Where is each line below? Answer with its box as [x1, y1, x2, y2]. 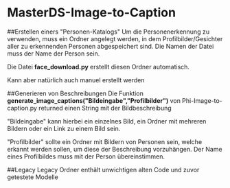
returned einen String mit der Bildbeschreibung [38, 104, 172, 112]
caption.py [7, 104, 38, 112]
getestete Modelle [7, 173, 58, 181]
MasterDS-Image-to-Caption [7, 5, 176, 21]
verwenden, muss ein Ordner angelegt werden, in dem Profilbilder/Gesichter [7, 34, 223, 43]
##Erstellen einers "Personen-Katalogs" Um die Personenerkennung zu [7, 27, 210, 36]
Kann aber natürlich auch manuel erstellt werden [7, 75, 145, 84]
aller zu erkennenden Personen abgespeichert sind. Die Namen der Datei [7, 42, 214, 50]
